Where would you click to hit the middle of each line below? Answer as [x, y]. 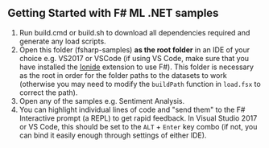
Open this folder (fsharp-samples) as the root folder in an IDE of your [134, 49]
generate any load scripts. [62, 41]
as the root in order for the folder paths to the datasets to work [123, 75]
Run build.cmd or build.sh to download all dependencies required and [134, 32]
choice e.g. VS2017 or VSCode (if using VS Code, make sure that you [134, 58]
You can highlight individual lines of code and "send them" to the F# [132, 109]
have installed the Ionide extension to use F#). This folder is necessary [137, 67]
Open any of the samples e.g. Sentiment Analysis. [102, 101]
